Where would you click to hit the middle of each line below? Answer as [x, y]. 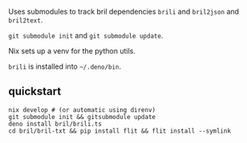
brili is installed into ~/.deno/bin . [65, 66]
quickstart [35, 91]
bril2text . [26, 20]
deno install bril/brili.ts [55, 124]
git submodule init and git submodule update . [86, 36]
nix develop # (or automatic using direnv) [82, 110]
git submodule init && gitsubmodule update [82, 117]
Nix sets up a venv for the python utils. [72, 51]
